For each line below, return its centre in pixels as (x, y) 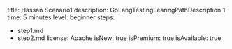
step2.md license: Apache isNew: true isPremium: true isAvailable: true (119, 38)
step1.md (30, 31)
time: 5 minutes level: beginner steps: (61, 17)
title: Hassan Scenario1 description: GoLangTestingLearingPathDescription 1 (116, 10)
